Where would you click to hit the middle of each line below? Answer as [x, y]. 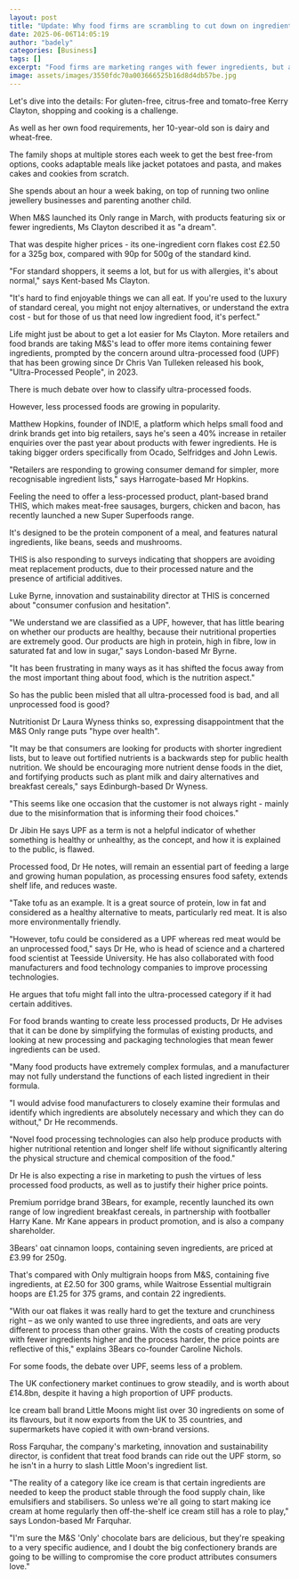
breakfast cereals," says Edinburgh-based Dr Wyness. [109, 786]
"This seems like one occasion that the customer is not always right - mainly [149, 803]
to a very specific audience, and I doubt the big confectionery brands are [143, 1547]
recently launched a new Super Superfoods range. [101, 515]
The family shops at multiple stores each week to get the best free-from [141, 154]
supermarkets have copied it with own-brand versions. [109, 1429]
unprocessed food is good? [60, 704]
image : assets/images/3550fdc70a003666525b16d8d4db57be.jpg [123, 76]
